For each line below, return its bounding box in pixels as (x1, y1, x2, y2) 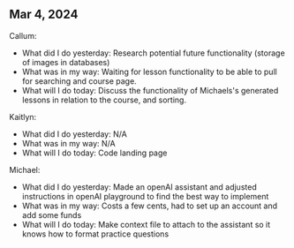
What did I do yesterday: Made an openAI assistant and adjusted (21, 181, 258, 192)
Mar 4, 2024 (9, 7, 79, 22)
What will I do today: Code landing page (21, 147, 168, 158)
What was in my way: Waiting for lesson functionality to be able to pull (21, 66, 278, 77)
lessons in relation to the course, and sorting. (21, 94, 187, 105)
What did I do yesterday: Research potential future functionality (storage (21, 48, 285, 58)
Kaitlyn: (9, 111, 37, 122)
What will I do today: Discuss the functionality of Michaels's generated (21, 85, 279, 95)
